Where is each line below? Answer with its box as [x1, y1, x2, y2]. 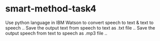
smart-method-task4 [5, 3, 97, 14]
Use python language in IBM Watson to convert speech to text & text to [5, 19, 154, 25]
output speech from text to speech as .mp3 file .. [5, 30, 108, 36]
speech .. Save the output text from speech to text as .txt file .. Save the [5, 24, 155, 30]
